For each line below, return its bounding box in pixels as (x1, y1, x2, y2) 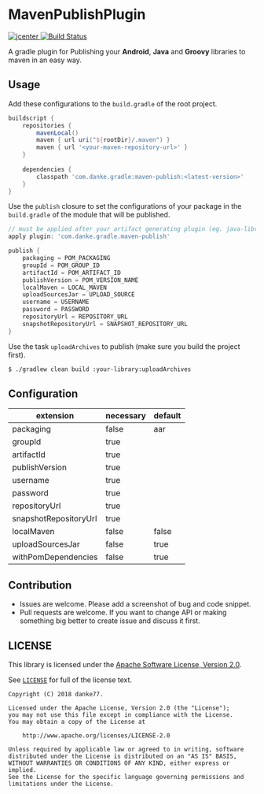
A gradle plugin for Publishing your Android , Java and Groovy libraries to (8, 46, 246, 56)
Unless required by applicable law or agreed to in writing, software (8, 745, 244, 753)
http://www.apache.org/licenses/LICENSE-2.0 (22, 731, 170, 740)
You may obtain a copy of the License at (8, 718, 146, 725)
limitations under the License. (8, 780, 114, 788)
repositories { (22, 121, 72, 129)
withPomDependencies (12, 551, 98, 562)
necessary (105, 410, 147, 421)
